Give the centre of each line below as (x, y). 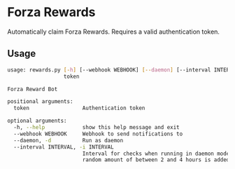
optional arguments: (37, 121)
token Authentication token (79, 108)
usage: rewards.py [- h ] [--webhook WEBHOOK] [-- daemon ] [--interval (109, 70)
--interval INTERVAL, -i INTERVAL (64, 147)
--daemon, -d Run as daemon (69, 140)
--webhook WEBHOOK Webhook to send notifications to (98, 134)
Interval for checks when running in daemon (148, 154)
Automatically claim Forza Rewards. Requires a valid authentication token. (114, 32)
